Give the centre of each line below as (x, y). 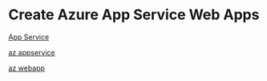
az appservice (32, 52)
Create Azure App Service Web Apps (134, 15)
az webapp (27, 68)
